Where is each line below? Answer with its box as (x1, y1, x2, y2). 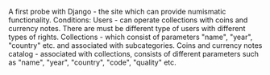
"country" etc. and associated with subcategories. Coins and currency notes (8, 41, 263, 50)
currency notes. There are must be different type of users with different (8, 24, 246, 33)
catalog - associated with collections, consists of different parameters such (8, 49, 260, 58)
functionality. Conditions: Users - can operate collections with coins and (8, 15, 248, 25)
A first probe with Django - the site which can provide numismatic (8, 7, 226, 16)
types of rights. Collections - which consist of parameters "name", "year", (8, 32, 253, 41)
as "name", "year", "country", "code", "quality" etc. (8, 57, 177, 67)
